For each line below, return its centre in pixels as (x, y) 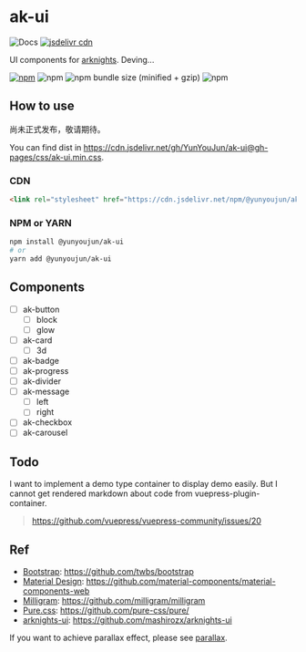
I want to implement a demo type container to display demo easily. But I (143, 484)
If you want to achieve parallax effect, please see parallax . (118, 638)
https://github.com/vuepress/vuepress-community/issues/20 (147, 521)
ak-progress (46, 371)
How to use (42, 106)
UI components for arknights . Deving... (82, 59)
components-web (56, 591)
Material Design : (53, 582)
